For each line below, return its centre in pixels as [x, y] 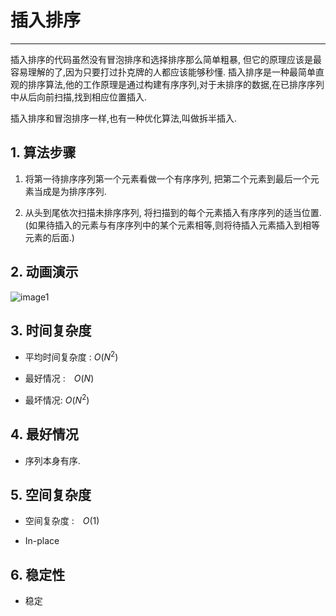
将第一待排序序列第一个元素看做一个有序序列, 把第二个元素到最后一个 [167, 178]
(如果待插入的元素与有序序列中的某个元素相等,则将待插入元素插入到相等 [172, 225]
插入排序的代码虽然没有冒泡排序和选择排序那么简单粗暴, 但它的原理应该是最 [166, 59]
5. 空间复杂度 [51, 494]
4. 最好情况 [44, 434]
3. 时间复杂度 [51, 330]
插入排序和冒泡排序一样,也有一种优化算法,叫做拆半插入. [124, 118]
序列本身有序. [52, 460]
